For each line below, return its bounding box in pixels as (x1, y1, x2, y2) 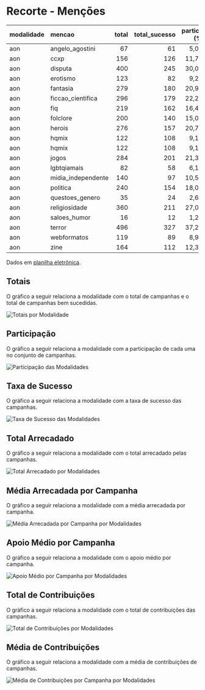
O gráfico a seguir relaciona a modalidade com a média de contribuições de (6, 658, 197, 666)
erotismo (50, 74, 76, 83)
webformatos (50, 233, 88, 241)
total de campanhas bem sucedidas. (6, 299, 98, 306)
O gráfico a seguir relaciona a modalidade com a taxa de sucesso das (6, 397, 182, 405)
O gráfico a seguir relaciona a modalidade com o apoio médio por (6, 554, 171, 561)
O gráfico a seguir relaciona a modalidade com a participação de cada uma (6, 345, 196, 352)
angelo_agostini (50, 44, 96, 53)
